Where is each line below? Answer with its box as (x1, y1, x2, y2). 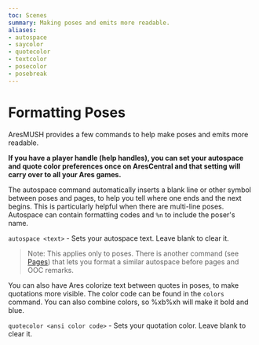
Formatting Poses (8, 103, 126, 122)
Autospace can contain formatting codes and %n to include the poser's (8, 209, 235, 220)
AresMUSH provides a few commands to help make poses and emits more (8, 129, 249, 139)
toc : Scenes (8, 11, 47, 20)
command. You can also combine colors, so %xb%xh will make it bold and (8, 297, 249, 307)
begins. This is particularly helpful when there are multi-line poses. (8, 202, 224, 211)
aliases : (8, 26, 37, 34)
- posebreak (8, 70, 47, 78)
